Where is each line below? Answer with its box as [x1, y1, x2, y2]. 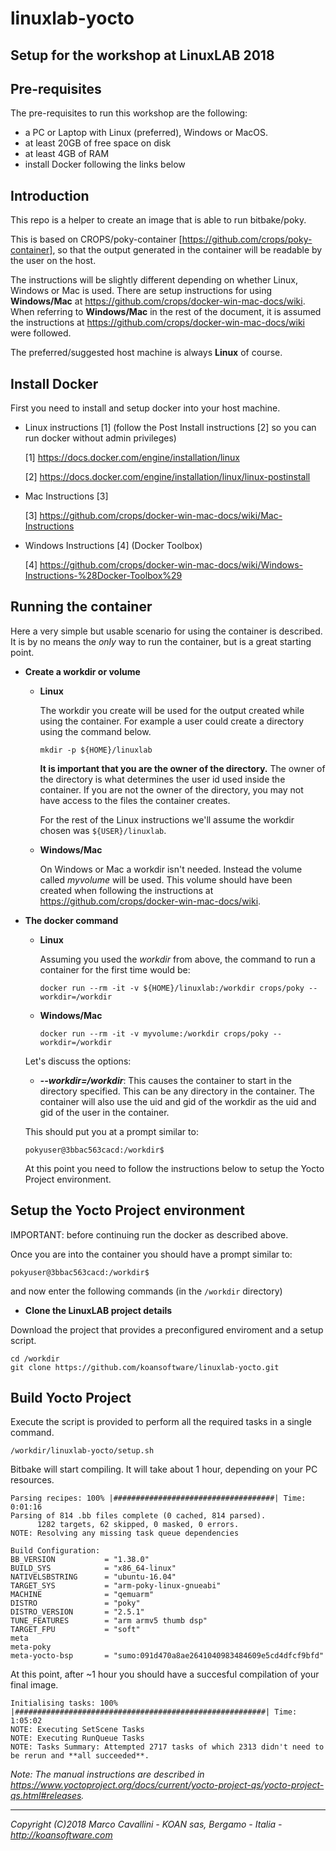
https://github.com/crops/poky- [181, 233, 313, 246]
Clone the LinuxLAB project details [24, 1304, 173, 1316]
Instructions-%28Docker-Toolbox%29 [24, 570, 183, 582]
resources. [10, 1474, 55, 1486]
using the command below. [39, 725, 152, 737]
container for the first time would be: [39, 963, 191, 976]
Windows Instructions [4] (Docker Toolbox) [24, 540, 203, 552]
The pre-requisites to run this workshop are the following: [10, 107, 248, 119]
